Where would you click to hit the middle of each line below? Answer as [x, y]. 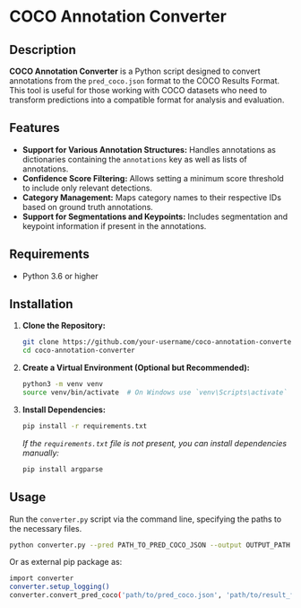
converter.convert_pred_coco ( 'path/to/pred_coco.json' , [116, 595]
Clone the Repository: [64, 326]
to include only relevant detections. [87, 188]
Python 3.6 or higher [60, 276]
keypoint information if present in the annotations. [114, 225]
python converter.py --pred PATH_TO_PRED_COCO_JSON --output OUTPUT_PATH [150, 545]
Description [43, 50]
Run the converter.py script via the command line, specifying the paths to [146, 519]
